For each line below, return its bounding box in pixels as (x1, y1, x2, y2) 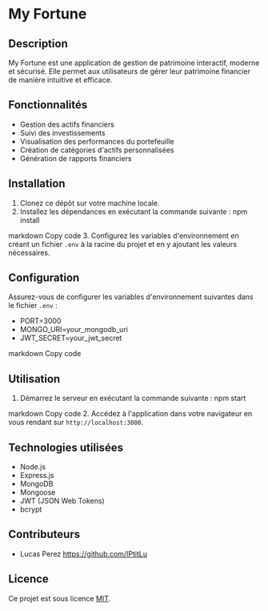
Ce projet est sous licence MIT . (8, 593, 111, 603)
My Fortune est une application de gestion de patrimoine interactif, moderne (8, 58, 260, 67)
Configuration (8, 271, 80, 285)
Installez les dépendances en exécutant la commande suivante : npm (19, 206, 248, 216)
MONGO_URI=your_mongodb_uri (19, 325, 128, 334)
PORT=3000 (19, 316, 62, 326)
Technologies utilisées (8, 440, 124, 454)
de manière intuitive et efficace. (8, 75, 113, 84)
